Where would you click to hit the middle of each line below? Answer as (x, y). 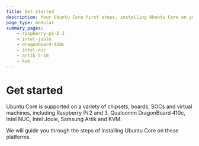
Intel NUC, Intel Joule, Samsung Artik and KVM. (64, 119)
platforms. (19, 137)
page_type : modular (30, 22)
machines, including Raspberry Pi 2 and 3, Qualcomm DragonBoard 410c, (96, 113)
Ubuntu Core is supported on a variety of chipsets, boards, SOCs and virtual (99, 106)
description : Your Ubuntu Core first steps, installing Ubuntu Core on (96, 17)
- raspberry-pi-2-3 (41, 34)
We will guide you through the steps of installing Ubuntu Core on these (92, 131)
